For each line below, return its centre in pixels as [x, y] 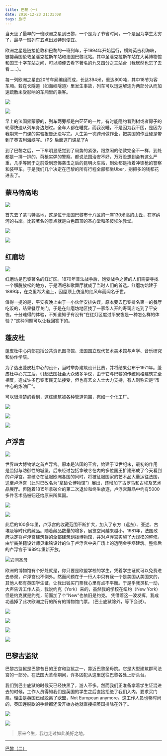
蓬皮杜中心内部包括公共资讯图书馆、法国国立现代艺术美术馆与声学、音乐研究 [83, 350]
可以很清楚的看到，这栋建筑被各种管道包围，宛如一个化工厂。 [68, 397]
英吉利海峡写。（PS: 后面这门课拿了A [51, 140]
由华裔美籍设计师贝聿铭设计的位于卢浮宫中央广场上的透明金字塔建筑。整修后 [83, 543]
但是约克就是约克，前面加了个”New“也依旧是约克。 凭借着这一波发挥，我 [80, 595]
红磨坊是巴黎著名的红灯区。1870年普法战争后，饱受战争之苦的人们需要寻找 [82, 279]
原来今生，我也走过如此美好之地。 [52, 733]
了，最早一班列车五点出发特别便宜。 [42, 40]
